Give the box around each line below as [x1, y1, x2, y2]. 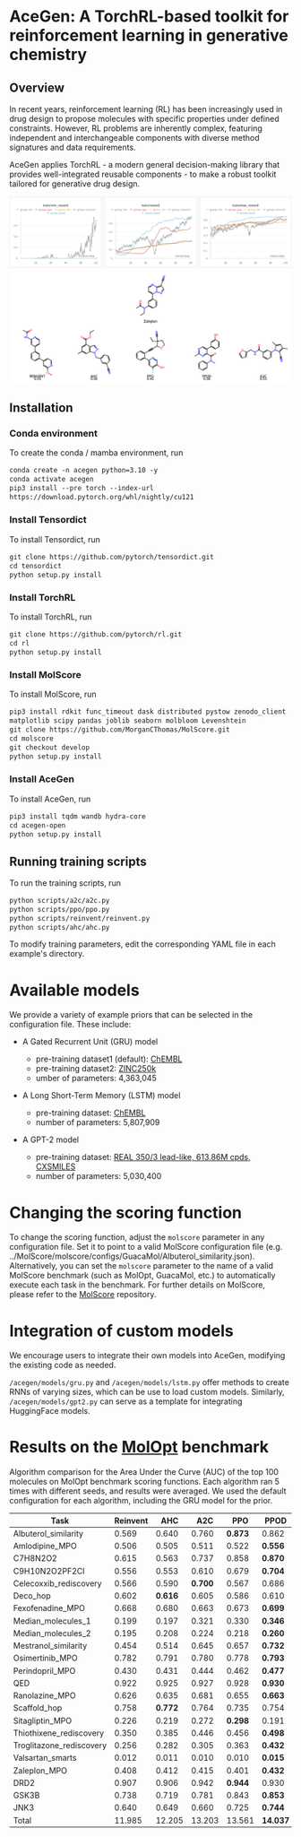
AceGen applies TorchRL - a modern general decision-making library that [9, 160, 280, 169]
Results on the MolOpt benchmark [9, 1437, 270, 1458]
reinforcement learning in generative [9, 25, 288, 46]
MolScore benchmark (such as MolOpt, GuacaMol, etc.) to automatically [9, 1270, 276, 1281]
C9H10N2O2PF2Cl [13, 1565, 85, 1576]
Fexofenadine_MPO [13, 1603, 85, 1614]
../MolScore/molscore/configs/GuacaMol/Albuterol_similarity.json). [9, 1251, 255, 1261]
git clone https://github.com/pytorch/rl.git [9, 630, 182, 639]
